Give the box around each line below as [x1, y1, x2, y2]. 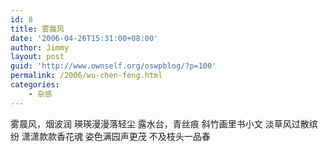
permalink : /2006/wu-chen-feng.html [10, 71, 163, 81]
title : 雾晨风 [10, 24, 65, 34]
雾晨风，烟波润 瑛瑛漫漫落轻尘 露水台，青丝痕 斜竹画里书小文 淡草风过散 [10, 117, 310, 130]
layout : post [10, 52, 65, 62]
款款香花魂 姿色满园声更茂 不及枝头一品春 [38, 130, 211, 142]
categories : [10, 80, 60, 90]
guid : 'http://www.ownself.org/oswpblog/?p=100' [10, 61, 217, 71]
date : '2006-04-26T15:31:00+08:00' [10, 33, 159, 43]
